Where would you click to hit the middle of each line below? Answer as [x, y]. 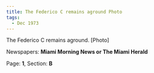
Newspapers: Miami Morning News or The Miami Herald [77, 52]
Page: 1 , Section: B [29, 63]
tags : [13, 17]
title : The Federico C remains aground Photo [64, 12]
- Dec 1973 [25, 23]
